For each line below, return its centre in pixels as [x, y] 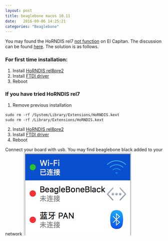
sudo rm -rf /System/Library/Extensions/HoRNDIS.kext [62, 115]
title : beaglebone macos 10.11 [38, 16]
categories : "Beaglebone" [32, 27]
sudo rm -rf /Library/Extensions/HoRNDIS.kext [54, 120]
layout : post [19, 11]
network [14, 233]
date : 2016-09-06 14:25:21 [35, 21]
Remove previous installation [42, 105]
